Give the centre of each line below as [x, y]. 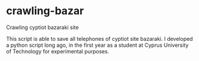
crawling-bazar [45, 11]
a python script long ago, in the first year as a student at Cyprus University [97, 45]
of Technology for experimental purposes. [58, 51]
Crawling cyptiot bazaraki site [42, 27]
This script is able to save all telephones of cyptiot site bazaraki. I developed [99, 38]
